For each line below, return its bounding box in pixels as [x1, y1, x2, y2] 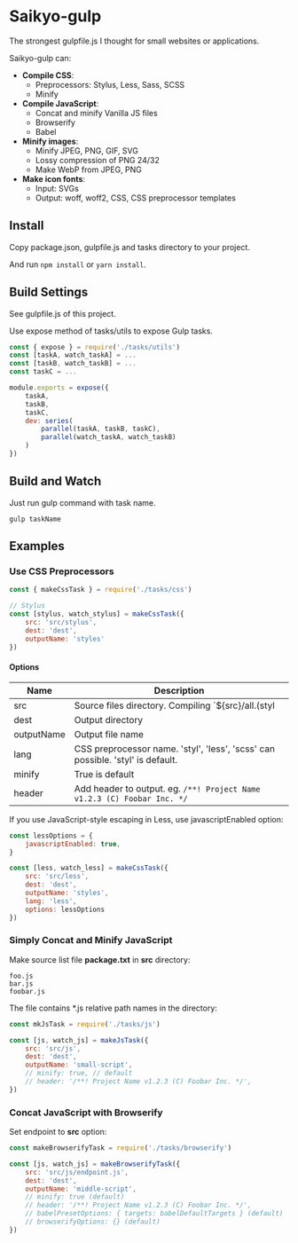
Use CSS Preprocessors [9, 565, 114, 578]
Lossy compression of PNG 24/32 [35, 154, 160, 165]
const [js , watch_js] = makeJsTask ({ [9, 1035, 149, 1044]
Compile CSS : [21, 69, 74, 81]
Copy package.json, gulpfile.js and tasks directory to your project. [9, 241, 251, 252]
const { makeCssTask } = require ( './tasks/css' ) [9, 586, 192, 594]
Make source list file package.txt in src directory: [9, 954, 191, 964]
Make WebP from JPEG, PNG [35, 164, 142, 175]
